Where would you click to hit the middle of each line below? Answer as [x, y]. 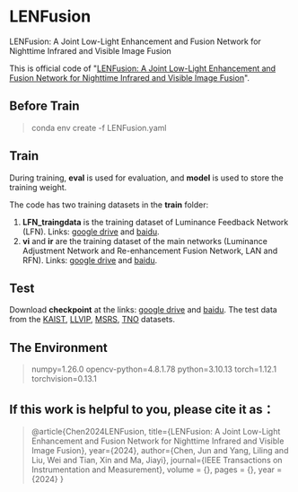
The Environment [58, 347]
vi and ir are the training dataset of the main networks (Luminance [145, 241]
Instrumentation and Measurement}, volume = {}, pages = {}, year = [157, 470]
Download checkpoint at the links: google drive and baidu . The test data [144, 310]
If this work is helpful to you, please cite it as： [142, 409]
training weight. [38, 187]
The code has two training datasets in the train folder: [109, 205]
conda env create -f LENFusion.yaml [99, 127]
